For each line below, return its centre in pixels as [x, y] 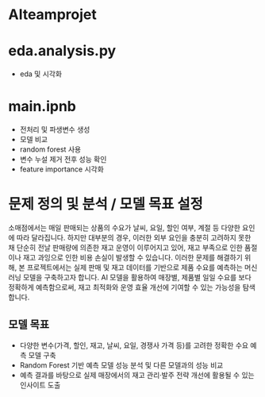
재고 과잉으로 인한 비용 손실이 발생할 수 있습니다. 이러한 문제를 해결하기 [133, 257]
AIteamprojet [52, 15]
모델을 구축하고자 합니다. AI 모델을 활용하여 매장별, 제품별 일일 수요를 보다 [137, 277]
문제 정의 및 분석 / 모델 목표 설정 [106, 204]
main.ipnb [42, 107]
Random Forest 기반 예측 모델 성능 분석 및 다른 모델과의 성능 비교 [121, 365]
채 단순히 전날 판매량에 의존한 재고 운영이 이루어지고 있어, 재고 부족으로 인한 [126, 247]
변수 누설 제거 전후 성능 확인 [63, 160]
